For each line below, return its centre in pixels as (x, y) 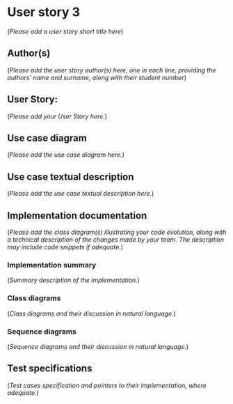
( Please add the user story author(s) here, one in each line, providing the (112, 70)
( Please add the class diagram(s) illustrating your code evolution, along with (117, 232)
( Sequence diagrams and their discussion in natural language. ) (98, 346)
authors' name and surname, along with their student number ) (97, 77)
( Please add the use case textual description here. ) (81, 194)
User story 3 (44, 12)
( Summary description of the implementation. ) (74, 280)
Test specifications (50, 369)
